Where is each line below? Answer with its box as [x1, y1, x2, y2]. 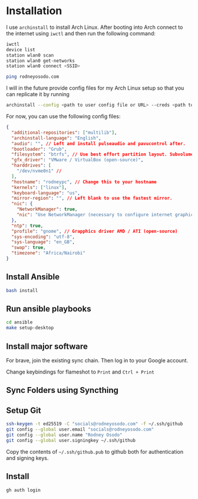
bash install [6, 287, 38, 293]
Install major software [6, 341, 88, 351]
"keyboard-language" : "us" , [11, 190, 81, 196]
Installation [6, 4, 62, 18]
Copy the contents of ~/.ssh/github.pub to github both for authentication [6, 448, 184, 455]
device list [6, 47, 35, 52]
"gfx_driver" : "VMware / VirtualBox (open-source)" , [11, 157, 144, 163]
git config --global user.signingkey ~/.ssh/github [6, 437, 136, 443]
